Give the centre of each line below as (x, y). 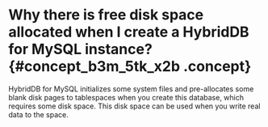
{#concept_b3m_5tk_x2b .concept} (130, 67)
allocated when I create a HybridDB (129, 32)
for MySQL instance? (81, 49)
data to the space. (38, 114)
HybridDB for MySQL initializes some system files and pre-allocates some (131, 89)
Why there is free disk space (106, 15)
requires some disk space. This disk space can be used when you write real (134, 106)
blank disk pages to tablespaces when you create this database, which (126, 97)
